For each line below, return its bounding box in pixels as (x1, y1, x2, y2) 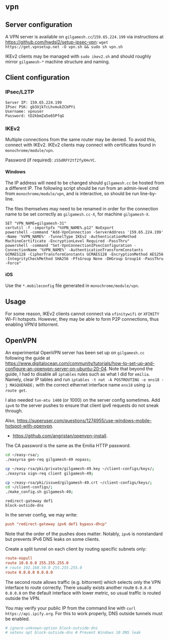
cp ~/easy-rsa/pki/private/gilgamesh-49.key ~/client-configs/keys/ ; (5, 466, 155, 471)
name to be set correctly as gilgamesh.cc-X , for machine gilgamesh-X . (5, 211, 150, 217)
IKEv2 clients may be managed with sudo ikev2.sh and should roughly (5, 53, 151, 59)
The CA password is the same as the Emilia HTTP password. (5, 443, 131, 449)
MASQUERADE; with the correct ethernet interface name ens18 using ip (10, 382, 151, 388)
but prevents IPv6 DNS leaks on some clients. (5, 536, 100, 542)
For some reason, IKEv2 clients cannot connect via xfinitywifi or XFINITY (5, 311, 160, 317)
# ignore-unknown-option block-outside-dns (5, 625, 98, 630)
